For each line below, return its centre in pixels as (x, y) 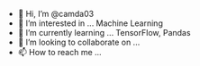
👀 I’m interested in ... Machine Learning (91, 23)
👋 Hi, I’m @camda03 (56, 14)
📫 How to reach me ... (59, 52)
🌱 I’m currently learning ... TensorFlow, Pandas (104, 33)
